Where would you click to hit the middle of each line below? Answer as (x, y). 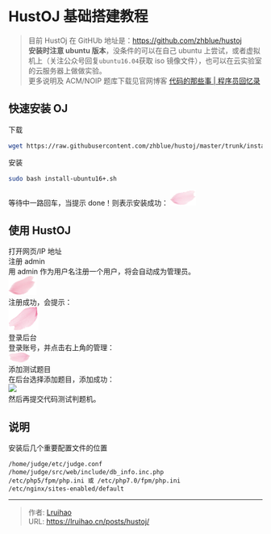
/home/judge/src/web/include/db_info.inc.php (86, 473)
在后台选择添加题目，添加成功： (61, 379)
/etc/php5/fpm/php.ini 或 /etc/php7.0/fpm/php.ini (95, 481)
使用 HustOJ (40, 230)
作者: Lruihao (50, 512)
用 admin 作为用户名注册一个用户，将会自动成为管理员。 (102, 272)
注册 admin (27, 261)
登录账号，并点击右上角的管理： (61, 348)
